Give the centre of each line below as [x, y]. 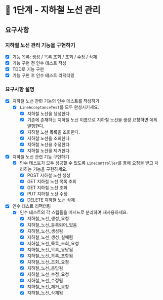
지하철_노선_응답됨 [45, 268]
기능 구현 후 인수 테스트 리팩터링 [43, 75]
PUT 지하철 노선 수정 [47, 194]
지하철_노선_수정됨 [45, 281]
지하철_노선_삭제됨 [45, 293]
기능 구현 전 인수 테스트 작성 [39, 63]
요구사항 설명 [20, 89]
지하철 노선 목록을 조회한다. [53, 132]
